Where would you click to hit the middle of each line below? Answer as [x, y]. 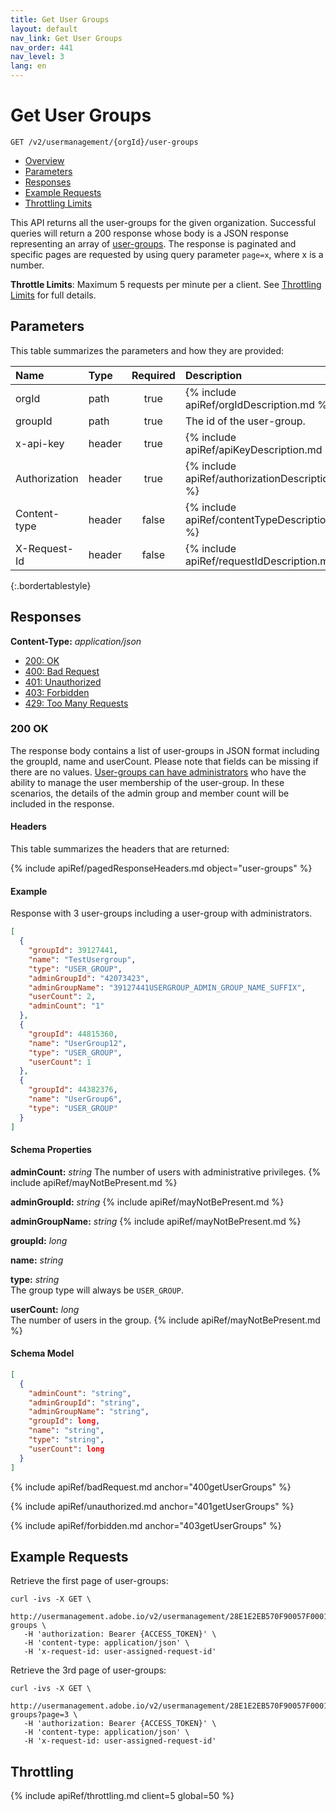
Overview [44, 160]
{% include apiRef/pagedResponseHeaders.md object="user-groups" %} [161, 868]
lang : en [28, 66]
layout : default [44, 29]
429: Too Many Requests [76, 703]
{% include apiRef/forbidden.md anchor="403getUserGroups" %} [146, 1525]
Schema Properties [51, 1150]
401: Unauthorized [63, 682]
